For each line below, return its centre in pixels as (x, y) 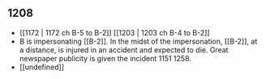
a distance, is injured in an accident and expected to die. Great (124, 50)
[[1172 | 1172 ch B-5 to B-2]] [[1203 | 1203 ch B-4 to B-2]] (114, 32)
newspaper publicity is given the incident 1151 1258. (105, 58)
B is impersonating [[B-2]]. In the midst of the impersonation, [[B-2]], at (138, 41)
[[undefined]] (42, 67)
